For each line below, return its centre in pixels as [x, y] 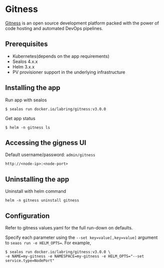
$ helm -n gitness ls [28, 127]
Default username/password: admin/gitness [50, 155]
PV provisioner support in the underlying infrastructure [69, 72]
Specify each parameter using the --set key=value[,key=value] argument [81, 237]
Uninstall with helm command [36, 191]
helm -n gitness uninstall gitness [42, 200]
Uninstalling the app [37, 179]
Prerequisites [26, 44]
